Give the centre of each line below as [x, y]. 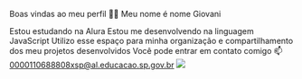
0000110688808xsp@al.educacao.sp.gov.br [92, 65]
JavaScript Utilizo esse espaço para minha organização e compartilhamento [151, 41]
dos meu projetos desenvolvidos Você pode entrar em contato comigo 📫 [146, 51]
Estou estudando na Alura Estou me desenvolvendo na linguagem [132, 31]
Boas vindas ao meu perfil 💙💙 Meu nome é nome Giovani [115, 14]
